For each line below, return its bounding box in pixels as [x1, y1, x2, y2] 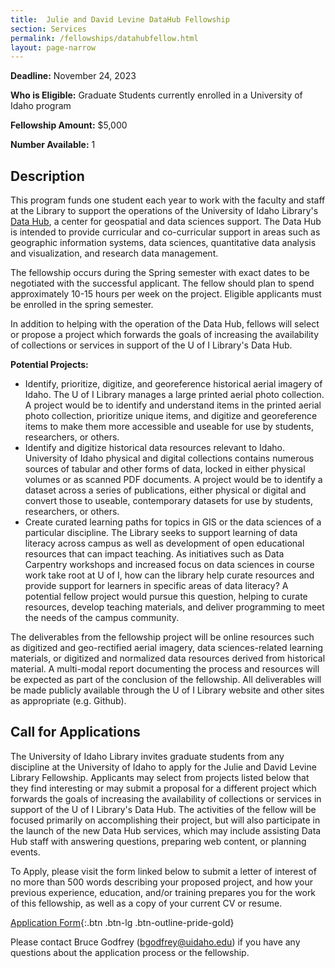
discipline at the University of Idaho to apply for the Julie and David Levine [10, 761, 317, 773]
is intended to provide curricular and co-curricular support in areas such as [10, 226, 321, 238]
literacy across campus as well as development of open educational [24, 537, 305, 550]
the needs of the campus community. [24, 612, 180, 624]
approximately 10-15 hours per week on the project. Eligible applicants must [10, 288, 322, 300]
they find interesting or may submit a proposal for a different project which [10, 782, 317, 794]
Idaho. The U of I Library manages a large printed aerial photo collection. [24, 389, 325, 401]
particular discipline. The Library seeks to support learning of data [24, 527, 298, 539]
